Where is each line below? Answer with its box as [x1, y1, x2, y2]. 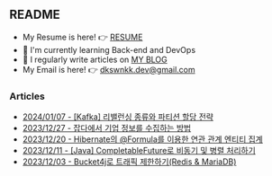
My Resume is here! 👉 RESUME [22, 31, 143, 42]
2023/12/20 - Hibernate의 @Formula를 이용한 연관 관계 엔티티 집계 [22, 134, 263, 145]
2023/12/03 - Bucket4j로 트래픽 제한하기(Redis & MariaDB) [22, 156, 237, 167]
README [9, 7, 60, 22]
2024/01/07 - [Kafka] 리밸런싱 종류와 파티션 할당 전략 [22, 111, 214, 122]
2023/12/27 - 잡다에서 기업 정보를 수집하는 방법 [22, 123, 192, 134]
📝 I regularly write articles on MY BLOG [22, 54, 168, 65]
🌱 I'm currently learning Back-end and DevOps [22, 44, 196, 55]
